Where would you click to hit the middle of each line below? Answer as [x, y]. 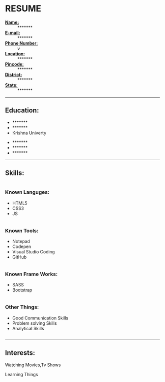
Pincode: [14, 64]
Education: [22, 111]
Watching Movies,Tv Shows [33, 365]
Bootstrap [22, 290]
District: [14, 74]
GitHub [19, 257]
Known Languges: [27, 192]
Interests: [20, 353]
